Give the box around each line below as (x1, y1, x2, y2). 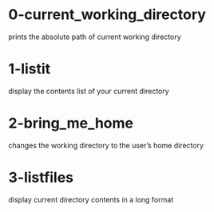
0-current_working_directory (8, 6, 206, 24)
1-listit (8, 60, 51, 78)
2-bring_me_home (8, 114, 134, 132)
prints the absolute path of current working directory (8, 32, 181, 41)
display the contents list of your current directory (8, 86, 169, 96)
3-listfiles (8, 169, 74, 186)
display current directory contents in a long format (8, 194, 174, 204)
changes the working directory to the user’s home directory (8, 140, 204, 150)
